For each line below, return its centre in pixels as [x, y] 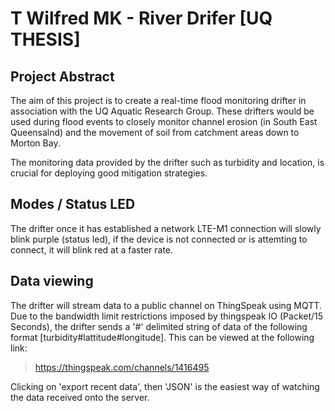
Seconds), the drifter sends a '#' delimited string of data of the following [159, 326]
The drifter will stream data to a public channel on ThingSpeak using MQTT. [166, 305]
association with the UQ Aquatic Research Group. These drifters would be [162, 111]
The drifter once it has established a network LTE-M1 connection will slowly [166, 228]
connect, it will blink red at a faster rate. [92, 249]
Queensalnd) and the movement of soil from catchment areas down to [155, 132]
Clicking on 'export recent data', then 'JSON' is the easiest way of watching [165, 386]
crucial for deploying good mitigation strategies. [109, 173]
